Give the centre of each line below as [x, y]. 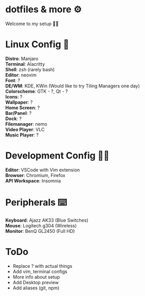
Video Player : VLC [25, 129]
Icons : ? [14, 96]
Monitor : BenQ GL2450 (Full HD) [40, 231]
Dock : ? [14, 119]
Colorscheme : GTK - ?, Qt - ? [37, 91]
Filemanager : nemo [26, 124]
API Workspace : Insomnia [33, 181]
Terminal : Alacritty [25, 64]
